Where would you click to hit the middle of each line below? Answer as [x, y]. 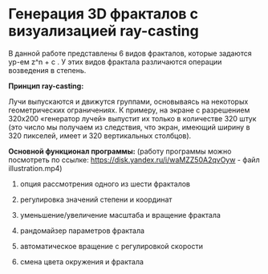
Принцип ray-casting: [46, 86]
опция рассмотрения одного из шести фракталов [105, 184]
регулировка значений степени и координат [96, 199]
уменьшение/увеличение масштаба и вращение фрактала [120, 215]
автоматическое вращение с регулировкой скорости [111, 246]
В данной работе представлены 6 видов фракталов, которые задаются [130, 53]
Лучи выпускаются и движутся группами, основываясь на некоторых [128, 101]
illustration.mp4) [35, 168]
